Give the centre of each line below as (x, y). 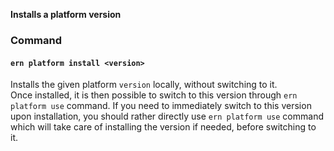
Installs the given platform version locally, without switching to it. (144, 85)
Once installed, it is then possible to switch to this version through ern (154, 95)
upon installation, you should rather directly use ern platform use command (167, 116)
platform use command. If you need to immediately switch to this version (161, 106)
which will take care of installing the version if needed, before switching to (163, 127)
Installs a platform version (66, 14)
